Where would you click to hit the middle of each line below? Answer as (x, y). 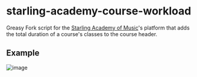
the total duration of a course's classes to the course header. (82, 34)
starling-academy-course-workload (99, 11)
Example (23, 53)
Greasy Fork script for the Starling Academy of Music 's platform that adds (98, 28)
